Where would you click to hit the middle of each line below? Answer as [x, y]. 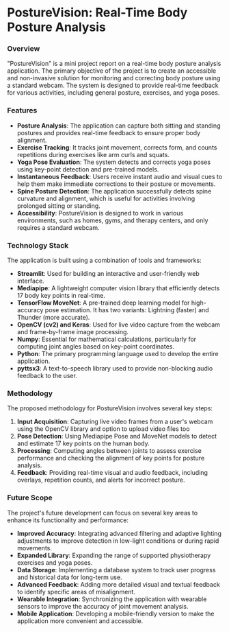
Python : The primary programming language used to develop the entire [118, 354]
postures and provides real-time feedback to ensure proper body [108, 132]
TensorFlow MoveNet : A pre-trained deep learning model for [103, 303]
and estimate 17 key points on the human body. [83, 443]
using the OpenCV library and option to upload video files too [103, 429]
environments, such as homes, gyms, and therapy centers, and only [112, 220]
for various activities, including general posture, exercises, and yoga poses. [113, 93]
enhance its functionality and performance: [68, 520]
